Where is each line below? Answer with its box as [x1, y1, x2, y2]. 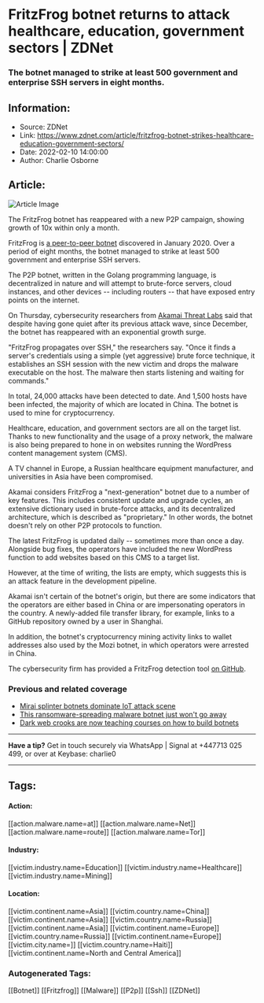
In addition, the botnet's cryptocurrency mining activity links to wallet [8, 631, 233, 641]
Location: [8, 889, 40, 898]
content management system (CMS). [8, 448, 127, 457]
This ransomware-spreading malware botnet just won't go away [19, 710, 227, 720]
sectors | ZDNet [8, 39, 114, 57]
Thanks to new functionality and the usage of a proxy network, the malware [8, 431, 253, 441]
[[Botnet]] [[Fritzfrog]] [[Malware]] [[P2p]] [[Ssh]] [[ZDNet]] [8, 986, 200, 995]
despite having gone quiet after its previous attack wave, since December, [8, 319, 248, 328]
